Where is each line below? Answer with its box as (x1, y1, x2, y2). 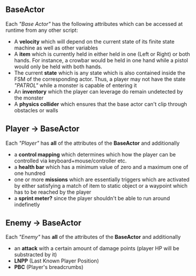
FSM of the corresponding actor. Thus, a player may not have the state (14, 75, 186, 82)
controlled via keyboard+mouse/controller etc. (14, 157, 127, 164)
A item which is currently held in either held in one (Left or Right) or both (14, 50, 191, 58)
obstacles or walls (14, 107, 58, 114)
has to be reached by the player (14, 188, 92, 195)
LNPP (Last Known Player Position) (14, 257, 99, 264)
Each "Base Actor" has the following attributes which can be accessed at (5, 20, 183, 27)
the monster (14, 94, 44, 101)
